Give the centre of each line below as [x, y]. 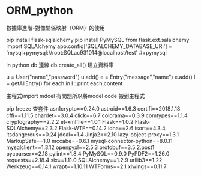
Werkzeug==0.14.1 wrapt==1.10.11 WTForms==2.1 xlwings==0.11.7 [86, 166]
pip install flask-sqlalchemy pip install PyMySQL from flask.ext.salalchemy [98, 40]
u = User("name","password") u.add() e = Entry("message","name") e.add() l [101, 77]
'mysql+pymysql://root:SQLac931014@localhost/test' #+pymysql [86, 52]
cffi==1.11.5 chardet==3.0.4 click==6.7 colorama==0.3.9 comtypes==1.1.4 [97, 115]
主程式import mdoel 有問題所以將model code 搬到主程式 [76, 96]
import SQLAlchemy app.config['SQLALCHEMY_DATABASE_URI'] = [89, 46]
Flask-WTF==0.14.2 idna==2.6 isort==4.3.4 [112, 128]
